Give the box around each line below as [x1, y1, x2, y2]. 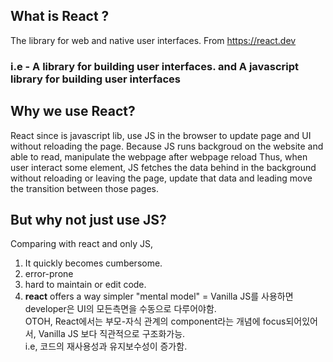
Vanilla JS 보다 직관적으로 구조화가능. [38, 328, 186, 340]
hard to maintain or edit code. [24, 279, 147, 291]
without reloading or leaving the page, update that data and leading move [10, 172, 313, 184]
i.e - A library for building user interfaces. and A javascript [10, 59, 299, 73]
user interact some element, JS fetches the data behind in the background [10, 161, 317, 173]
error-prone [24, 268, 74, 280]
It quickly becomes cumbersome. [24, 257, 163, 269]
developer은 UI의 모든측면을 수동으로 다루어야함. [24, 303, 217, 315]
